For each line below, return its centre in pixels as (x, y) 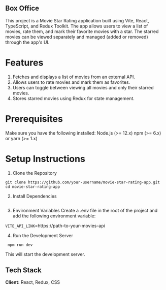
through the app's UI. (27, 42)
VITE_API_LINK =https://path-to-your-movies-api (55, 225)
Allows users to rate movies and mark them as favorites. (71, 82)
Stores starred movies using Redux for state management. (73, 98)
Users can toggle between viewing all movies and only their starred (83, 87)
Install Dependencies (35, 196)
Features (24, 62)
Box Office (22, 8)
